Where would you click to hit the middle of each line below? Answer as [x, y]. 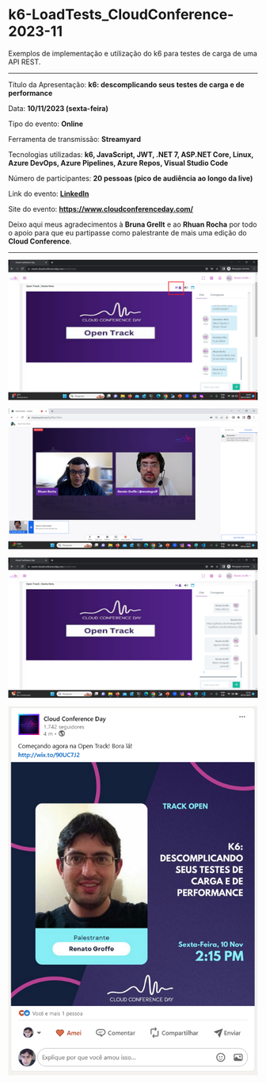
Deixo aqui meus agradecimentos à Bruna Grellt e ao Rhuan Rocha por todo [133, 224]
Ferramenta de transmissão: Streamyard [74, 139]
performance [30, 93]
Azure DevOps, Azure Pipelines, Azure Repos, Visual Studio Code [118, 163]
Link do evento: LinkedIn [49, 193]
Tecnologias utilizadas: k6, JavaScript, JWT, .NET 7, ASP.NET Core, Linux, [131, 154]
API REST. [25, 62]
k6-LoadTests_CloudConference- [121, 15]
